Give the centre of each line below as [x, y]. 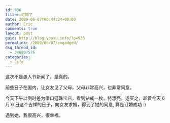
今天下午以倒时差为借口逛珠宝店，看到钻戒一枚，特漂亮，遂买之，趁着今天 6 [85, 98]
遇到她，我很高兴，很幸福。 [34, 115]
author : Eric [19, 24]
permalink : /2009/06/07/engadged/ [42, 43]
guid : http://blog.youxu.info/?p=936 [45, 38]
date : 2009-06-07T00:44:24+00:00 [41, 19]
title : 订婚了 [19, 15]
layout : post [19, 33]
